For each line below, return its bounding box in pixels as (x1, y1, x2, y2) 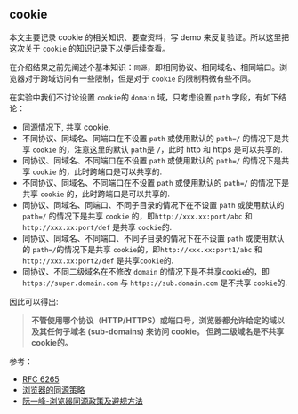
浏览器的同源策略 (21, 384, 85, 394)
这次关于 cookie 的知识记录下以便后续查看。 (9, 43, 171, 53)
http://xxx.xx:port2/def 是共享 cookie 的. (21, 255, 174, 266)
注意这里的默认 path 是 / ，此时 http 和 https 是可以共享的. (74, 144, 283, 155)
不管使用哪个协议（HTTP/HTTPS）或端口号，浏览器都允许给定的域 (30, 314, 278, 325)
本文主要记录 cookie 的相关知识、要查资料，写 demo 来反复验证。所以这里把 (9, 31, 290, 43)
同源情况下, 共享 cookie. (21, 122, 111, 132)
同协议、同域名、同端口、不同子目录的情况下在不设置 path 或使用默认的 (21, 199, 285, 210)
